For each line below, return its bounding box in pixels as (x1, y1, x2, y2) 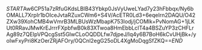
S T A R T (6, 5, 24, 12)
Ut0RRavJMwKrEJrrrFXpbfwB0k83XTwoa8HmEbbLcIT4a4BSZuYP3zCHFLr (6, 24, 194, 31)
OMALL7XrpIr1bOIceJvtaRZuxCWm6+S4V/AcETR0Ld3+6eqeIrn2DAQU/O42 (6, 11, 196, 19)
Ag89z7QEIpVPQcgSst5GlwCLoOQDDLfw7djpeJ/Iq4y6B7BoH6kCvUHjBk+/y (6, 31, 197, 38)
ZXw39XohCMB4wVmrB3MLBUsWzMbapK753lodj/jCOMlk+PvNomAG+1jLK (6, 18, 195, 25)
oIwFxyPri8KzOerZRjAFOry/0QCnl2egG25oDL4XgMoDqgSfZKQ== (6, 37, 172, 44)
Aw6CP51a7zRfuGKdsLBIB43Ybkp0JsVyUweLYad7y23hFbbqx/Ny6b (23, 5, 194, 12)
